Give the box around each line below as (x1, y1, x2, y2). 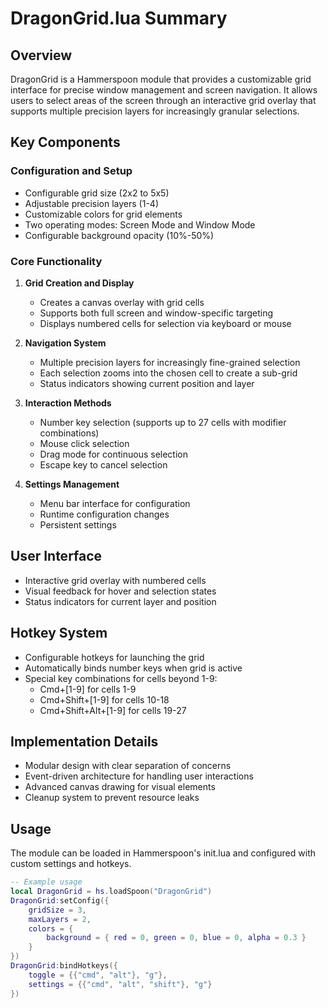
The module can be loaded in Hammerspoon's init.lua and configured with (10, 847, 316, 859)
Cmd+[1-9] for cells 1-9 (39, 683, 137, 695)
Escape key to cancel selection (39, 458, 168, 471)
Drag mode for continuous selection (39, 448, 188, 460)
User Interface (10, 548, 103, 565)
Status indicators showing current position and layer (39, 377, 255, 389)
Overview (10, 47, 73, 64)
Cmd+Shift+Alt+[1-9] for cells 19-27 (39, 704, 187, 716)
